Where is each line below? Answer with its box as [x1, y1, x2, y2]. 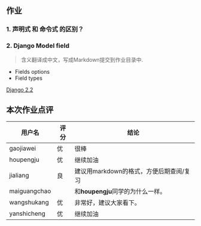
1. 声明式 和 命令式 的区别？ [6, 25, 84, 34]
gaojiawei [9, 144, 36, 153]
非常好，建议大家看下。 [74, 198, 141, 207]
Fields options [14, 68, 50, 75]
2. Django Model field [6, 41, 70, 50]
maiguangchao [9, 187, 51, 195]
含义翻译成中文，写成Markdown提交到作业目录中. [20, 56, 144, 63]
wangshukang [9, 198, 49, 207]
